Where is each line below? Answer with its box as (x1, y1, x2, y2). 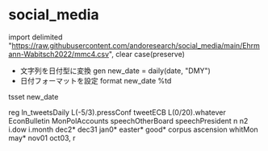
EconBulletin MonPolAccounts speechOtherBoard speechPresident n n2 (8, 116, 249, 125)
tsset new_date (8, 92, 59, 101)
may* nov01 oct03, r (8, 133, 76, 142)
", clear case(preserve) (108, 49, 186, 59)
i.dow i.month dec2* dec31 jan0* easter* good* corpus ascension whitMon (8, 124, 258, 134)
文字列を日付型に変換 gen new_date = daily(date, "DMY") (19, 66, 211, 75)
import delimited (8, 32, 63, 42)
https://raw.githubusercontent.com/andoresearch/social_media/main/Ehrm (11, 40, 261, 50)
